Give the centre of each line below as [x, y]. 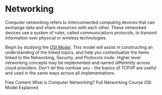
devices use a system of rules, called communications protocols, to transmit [81, 32]
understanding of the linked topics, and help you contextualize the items [77, 52]
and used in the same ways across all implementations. [60, 73]
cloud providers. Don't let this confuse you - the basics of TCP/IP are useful [81, 68]
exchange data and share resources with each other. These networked [76, 27]
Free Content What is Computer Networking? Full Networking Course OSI [78, 82]
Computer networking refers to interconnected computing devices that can [80, 22]
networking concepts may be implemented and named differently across [78, 63]
